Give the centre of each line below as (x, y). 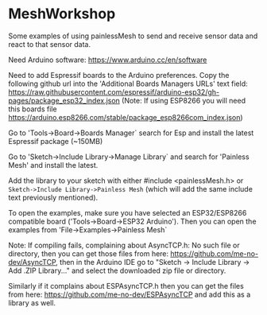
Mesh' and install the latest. (53, 165)
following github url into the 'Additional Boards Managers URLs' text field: (128, 84)
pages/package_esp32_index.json (64, 100)
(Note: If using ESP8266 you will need (184, 100)
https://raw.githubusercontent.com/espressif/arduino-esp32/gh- (114, 91)
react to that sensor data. (50, 44)
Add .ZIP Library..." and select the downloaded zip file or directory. (117, 270)
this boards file (33, 109)
